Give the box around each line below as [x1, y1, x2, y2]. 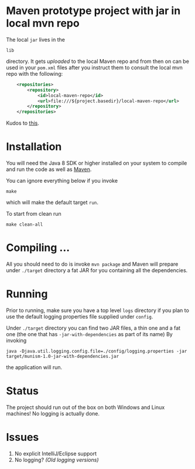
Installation [6, 140, 62, 153]
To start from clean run [6, 210, 61, 217]
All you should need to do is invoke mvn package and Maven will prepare [6, 260, 179, 268]
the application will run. [6, 364, 63, 371]
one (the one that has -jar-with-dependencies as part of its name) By [6, 331, 173, 337]
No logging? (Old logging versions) [14, 456, 99, 463]
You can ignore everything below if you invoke [6, 177, 118, 185]
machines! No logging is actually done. [6, 410, 100, 417]
